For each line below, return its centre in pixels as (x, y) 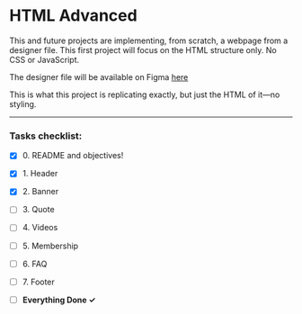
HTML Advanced (73, 16)
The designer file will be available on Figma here (99, 76)
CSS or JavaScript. (44, 59)
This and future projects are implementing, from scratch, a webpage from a (149, 40)
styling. (23, 103)
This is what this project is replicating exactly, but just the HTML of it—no (145, 94)
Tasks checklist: (46, 136)
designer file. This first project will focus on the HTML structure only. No (143, 49)
